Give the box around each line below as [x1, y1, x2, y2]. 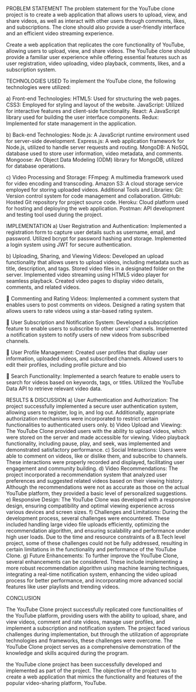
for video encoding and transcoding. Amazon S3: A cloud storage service [6, 180, 183, 187]
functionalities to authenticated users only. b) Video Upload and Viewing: [6, 421, 182, 428]
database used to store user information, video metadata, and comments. [6, 150, 183, 157]
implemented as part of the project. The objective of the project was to [6, 667, 177, 674]
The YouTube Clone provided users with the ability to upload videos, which [6, 428, 187, 434]
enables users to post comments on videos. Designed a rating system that [6, 301, 185, 308]
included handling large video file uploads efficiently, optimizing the [6, 521, 170, 528]
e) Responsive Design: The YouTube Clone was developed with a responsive [6, 496, 191, 503]
